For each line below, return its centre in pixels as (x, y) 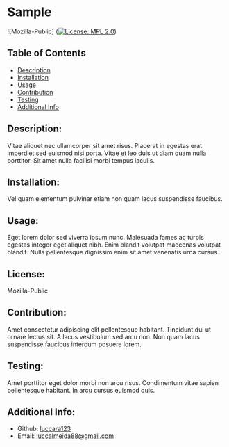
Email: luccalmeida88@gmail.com (66, 436)
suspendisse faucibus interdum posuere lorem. (75, 344)
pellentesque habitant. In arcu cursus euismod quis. (81, 390)
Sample (29, 12)
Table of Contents (47, 53)
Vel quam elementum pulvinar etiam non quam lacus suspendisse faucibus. (115, 199)
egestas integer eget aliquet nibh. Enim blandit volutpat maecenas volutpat (114, 245)
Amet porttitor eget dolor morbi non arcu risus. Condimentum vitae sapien (113, 382)
